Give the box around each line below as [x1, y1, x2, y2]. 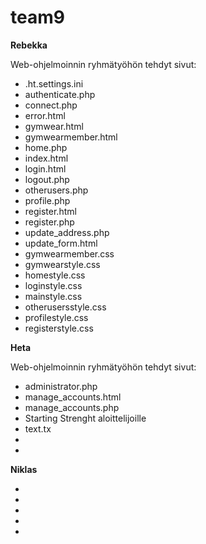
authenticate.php [24, 88, 96, 100]
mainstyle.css [24, 290, 83, 302]
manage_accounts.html [24, 391, 122, 403]
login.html [24, 162, 67, 175]
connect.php [24, 99, 78, 111]
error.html [24, 109, 66, 121]
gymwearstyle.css [24, 258, 101, 270]
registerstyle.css [24, 322, 94, 334]
